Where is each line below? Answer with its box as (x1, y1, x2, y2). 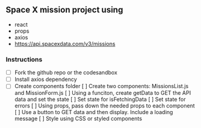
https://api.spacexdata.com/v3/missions (14, 40, 116, 47)
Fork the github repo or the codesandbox (14, 69, 118, 76)
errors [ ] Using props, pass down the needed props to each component (14, 102, 195, 109)
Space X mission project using (5, 5, 123, 15)
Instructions (5, 55, 43, 63)
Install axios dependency (14, 75, 77, 83)
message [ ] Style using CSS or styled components (14, 115, 142, 123)
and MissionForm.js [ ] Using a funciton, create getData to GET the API (14, 89, 191, 97)
